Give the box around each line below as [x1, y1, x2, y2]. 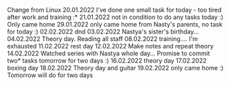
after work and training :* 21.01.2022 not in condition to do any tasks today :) [7, 13, 224, 21]
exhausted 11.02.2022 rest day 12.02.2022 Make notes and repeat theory [7, 42, 214, 50]
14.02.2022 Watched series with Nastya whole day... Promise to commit [7, 49, 211, 57]
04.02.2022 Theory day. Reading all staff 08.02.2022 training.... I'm [7, 35, 198, 43]
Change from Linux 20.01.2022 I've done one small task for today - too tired [7, 6, 222, 14]
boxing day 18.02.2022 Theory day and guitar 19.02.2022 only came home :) [7, 64, 224, 72]
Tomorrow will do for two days [7, 71, 93, 79]
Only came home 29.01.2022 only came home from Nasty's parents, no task [7, 20, 223, 28]
